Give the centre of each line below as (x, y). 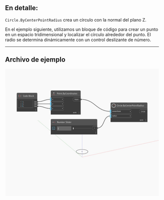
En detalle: (21, 8)
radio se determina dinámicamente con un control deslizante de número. (78, 40)
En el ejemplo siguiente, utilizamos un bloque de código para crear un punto (82, 29)
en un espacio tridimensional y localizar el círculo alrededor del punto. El (78, 34)
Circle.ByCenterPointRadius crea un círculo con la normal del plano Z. (76, 20)
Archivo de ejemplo (35, 60)
